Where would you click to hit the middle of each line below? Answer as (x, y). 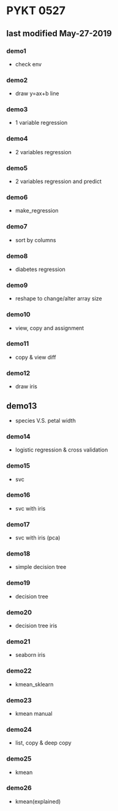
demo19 (18, 583)
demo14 (18, 436)
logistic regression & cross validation (61, 450)
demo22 (19, 671)
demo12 (18, 373)
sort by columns (35, 240)
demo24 (19, 729)
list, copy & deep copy (43, 743)
